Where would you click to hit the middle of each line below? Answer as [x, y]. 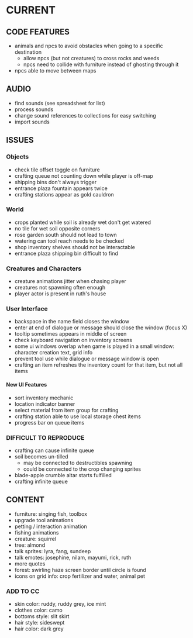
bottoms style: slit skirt [42, 616]
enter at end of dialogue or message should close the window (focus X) [101, 327]
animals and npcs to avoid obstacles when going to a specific [89, 46]
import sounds [32, 122]
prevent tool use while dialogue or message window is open [87, 359]
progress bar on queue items [49, 422]
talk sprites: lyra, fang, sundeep [53, 551]
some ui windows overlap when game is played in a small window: [94, 346]
